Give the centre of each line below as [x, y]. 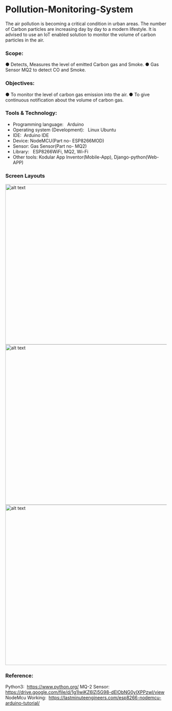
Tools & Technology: [31, 113]
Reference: [19, 676]
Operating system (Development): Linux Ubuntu [64, 130]
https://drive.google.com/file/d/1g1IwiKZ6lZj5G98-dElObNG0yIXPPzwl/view [85, 692]
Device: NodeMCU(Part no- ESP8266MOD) [58, 141]
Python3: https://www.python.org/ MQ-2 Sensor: [58, 687]
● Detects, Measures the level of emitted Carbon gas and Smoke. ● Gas [82, 65]
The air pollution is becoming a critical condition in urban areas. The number [86, 24]
